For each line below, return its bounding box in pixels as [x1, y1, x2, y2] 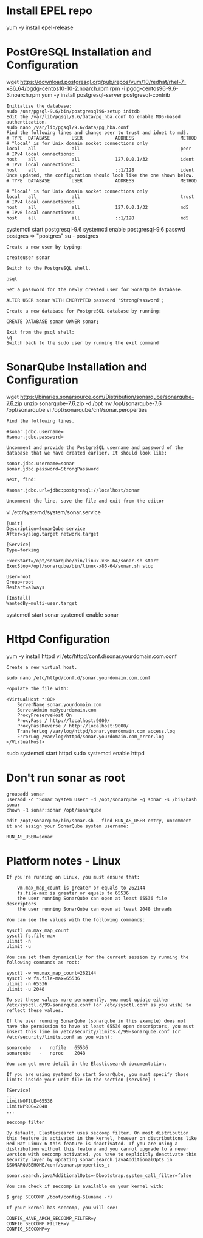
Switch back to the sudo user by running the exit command [6, 339, 159, 346]
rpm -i [109, 85, 126, 92]
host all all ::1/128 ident [6, 167, 194, 173]
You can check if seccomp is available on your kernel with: [6, 1183, 165, 1189]
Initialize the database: [6, 103, 72, 109]
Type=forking [6, 546, 40, 553]
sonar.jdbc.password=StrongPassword [6, 465, 99, 472]
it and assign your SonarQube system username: [6, 823, 129, 829]
